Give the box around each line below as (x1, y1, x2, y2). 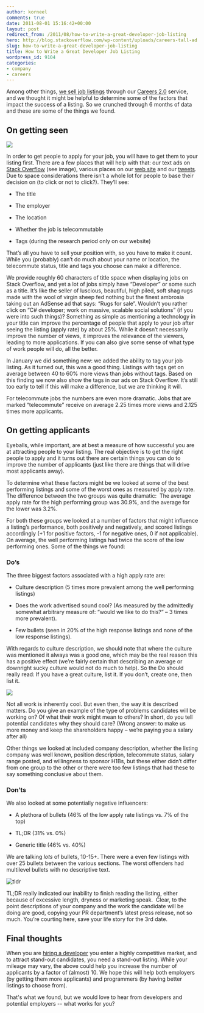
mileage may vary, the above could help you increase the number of (6, 962, 177, 970)
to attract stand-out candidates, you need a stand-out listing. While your (6, 956, 188, 963)
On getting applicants (6, 425, 90, 436)
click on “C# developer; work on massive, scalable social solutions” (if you (6, 306, 194, 314)
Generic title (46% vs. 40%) (15, 841, 86, 849)
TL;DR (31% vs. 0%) (15, 830, 66, 837)
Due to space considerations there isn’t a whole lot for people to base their (6, 172, 194, 180)
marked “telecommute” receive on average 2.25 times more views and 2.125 (6, 401, 198, 409)
